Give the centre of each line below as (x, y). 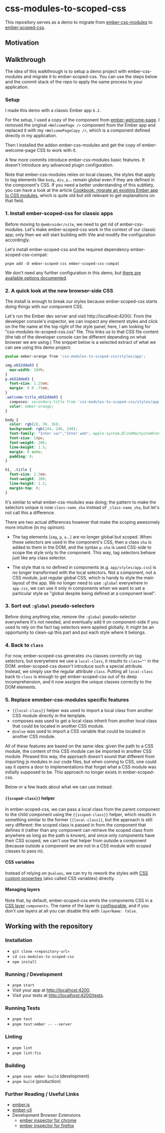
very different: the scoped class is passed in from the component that (76, 825)
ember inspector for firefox (47, 1126)
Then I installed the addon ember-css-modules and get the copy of (73, 145)
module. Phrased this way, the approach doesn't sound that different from (80, 757)
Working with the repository (49, 926)
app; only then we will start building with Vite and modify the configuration (80, 234)
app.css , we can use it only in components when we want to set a (78, 588)
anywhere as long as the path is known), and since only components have (80, 835)
